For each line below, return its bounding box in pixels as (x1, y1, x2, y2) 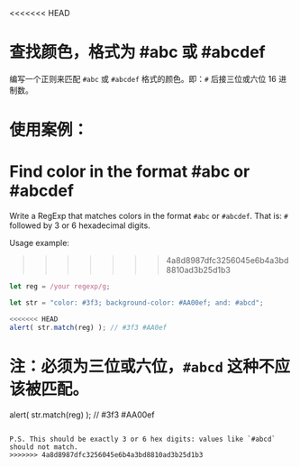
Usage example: (9, 238, 70, 249)
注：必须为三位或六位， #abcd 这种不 (9, 356, 275, 377)
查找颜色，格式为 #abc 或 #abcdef (9, 42, 266, 62)
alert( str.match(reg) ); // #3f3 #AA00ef (9, 409, 155, 420)
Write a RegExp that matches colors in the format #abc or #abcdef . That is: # (9, 211, 288, 222)
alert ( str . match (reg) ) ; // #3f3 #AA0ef (9, 323, 168, 332)
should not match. (9, 442, 78, 452)
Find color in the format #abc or (9, 161, 250, 182)
